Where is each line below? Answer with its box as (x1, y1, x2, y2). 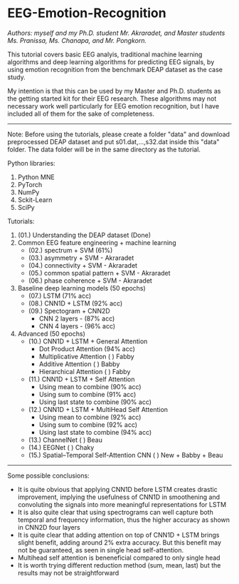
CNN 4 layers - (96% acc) (38, 321, 116, 330)
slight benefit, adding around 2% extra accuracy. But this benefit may (17, 538, 222, 547)
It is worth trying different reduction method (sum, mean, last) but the (17, 560, 221, 569)
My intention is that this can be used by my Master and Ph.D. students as (7, 86, 221, 95)
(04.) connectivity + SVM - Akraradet (28, 261, 137, 269)
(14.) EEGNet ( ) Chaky (28, 443, 95, 451)
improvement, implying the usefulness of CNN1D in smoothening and (17, 493, 221, 501)
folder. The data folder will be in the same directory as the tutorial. (7, 145, 201, 153)
